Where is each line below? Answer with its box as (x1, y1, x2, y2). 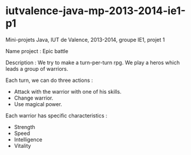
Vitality (14, 142, 31, 149)
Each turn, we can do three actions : (5, 77, 93, 84)
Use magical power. (14, 100, 62, 107)
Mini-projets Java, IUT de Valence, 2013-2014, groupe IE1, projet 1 (5, 36, 165, 43)
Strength (14, 123, 36, 130)
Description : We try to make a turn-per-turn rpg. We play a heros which (5, 59, 180, 66)
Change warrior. (14, 94, 53, 101)
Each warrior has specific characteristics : (5, 112, 108, 119)
